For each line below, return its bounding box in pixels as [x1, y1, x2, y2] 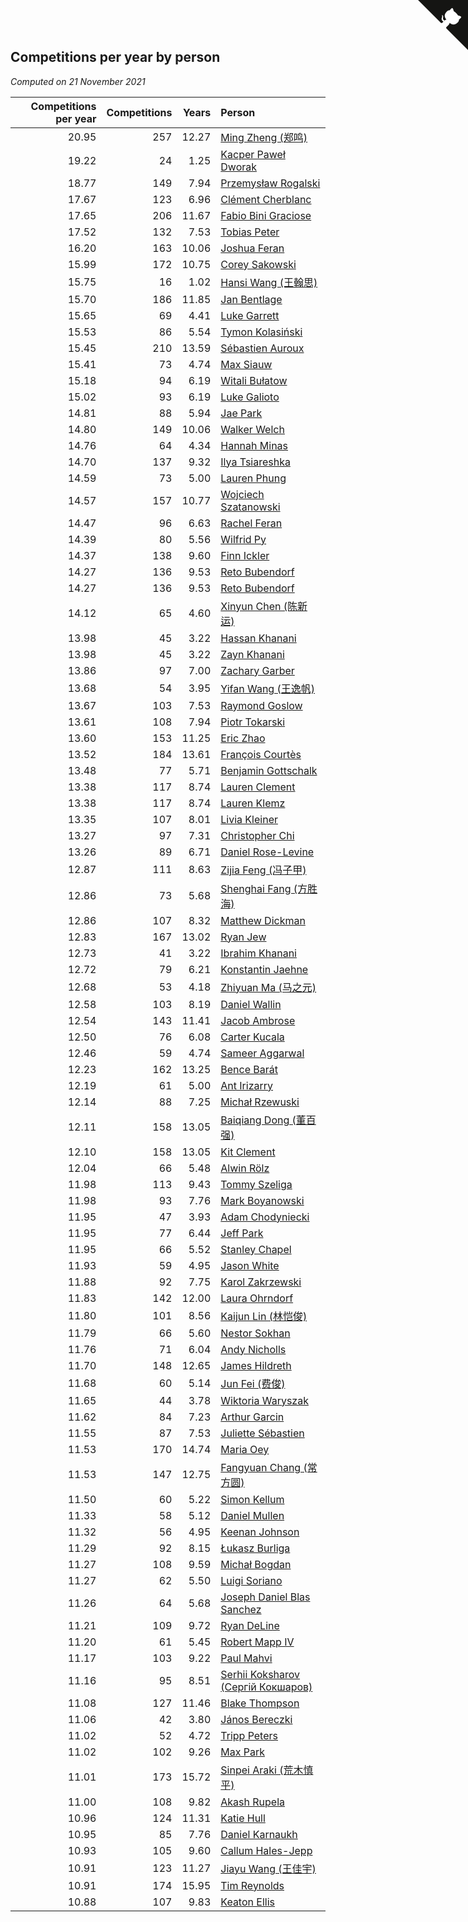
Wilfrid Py [220, 532, 267, 546]
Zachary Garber [220, 663, 295, 677]
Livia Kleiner [220, 812, 278, 826]
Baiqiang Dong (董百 [220, 1113, 317, 1127]
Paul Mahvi [220, 1651, 273, 1665]
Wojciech [220, 487, 265, 501]
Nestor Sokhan [220, 1326, 291, 1340]
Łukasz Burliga [220, 1541, 291, 1555]
